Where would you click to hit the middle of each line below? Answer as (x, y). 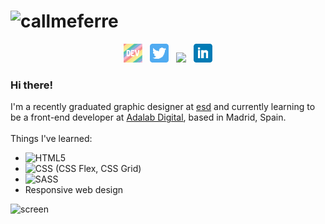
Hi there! (32, 85)
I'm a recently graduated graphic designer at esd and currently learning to (163, 107)
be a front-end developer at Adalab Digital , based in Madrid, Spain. (148, 117)
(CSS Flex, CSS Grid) (98, 169)
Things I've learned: (51, 139)
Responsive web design (74, 190)
